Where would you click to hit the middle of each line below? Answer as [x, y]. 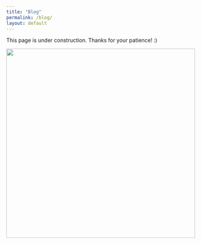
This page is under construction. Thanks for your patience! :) [82, 41]
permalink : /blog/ [29, 18]
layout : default [27, 23]
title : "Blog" [24, 12]
